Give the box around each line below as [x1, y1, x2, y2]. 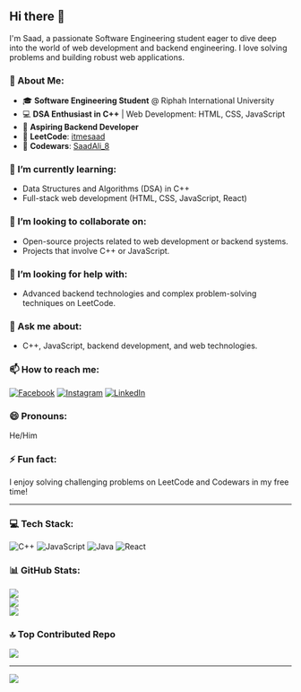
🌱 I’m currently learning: [9, 163, 116, 176]
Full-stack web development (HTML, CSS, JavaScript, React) [21, 193, 248, 204]
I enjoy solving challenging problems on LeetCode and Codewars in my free [9, 477, 289, 487]
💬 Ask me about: [9, 320, 82, 332]
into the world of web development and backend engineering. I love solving [9, 42, 288, 53]
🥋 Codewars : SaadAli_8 [21, 141, 110, 152]
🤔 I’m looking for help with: [9, 267, 128, 280]
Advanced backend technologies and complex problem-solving [21, 288, 257, 299]
